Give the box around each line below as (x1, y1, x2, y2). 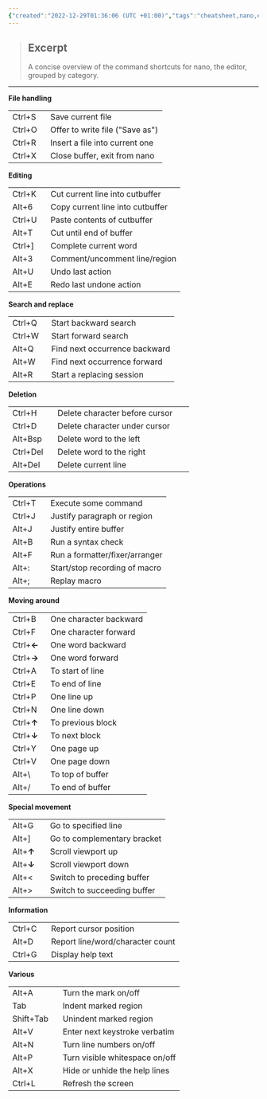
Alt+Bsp (12, 433, 42, 444)
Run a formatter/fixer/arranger (50, 549, 163, 561)
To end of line (50, 679, 102, 690)
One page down (50, 756, 110, 767)
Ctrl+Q (12, 318, 37, 329)
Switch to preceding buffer (49, 872, 150, 883)
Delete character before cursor (57, 408, 173, 419)
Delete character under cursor (57, 420, 171, 432)
